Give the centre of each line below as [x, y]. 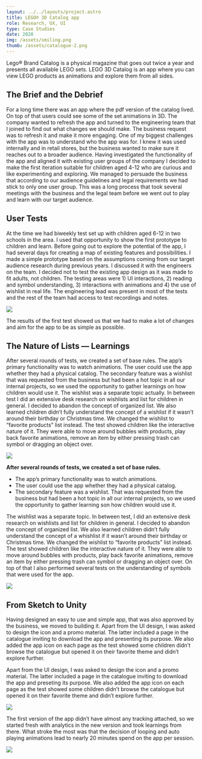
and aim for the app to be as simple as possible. [66, 327]
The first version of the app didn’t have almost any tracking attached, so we [100, 719]
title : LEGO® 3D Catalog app [43, 18]
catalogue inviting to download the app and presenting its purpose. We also [100, 639]
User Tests [27, 219]
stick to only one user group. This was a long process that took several [94, 187]
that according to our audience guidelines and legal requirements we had [97, 180]
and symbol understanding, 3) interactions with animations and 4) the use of [101, 285]
